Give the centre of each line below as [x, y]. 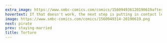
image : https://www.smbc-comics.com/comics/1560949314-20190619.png [78, 19]
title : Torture [21, 33]
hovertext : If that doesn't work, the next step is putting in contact [81, 14]
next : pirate [19, 23]
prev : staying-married [29, 28]
